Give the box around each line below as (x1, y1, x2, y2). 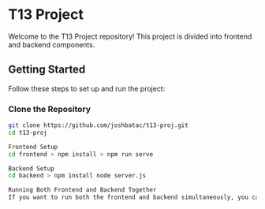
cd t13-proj (8, 129, 47, 136)
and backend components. (8, 39, 95, 49)
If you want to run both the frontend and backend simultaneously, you (8, 193, 248, 202)
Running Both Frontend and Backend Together (8, 186, 157, 194)
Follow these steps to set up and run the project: (8, 84, 166, 93)
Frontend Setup (8, 143, 58, 151)
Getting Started (8, 63, 86, 77)
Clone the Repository (8, 103, 91, 114)
